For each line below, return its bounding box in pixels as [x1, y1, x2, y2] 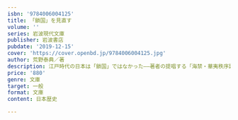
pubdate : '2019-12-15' [7, 43, 74, 50]
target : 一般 [7, 83, 44, 90]
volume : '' [7, 23, 40, 30]
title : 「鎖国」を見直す [7, 17, 72, 24]
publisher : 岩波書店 [7, 37, 64, 44]
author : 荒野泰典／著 [7, 56, 65, 64]
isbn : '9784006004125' [7, 10, 74, 18]
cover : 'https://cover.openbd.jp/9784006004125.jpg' [7, 50, 166, 57]
